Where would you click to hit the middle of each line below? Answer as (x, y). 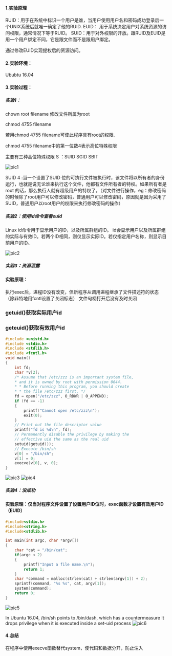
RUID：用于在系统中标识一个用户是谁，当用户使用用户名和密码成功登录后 (82, 20)
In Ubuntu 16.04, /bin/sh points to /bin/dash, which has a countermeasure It (85, 617)
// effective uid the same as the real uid (62, 440)
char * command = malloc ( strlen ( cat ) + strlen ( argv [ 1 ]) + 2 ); (81, 579)
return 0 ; (25, 593)
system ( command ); (33, 589)
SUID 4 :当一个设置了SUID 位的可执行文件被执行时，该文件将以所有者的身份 (85, 177)
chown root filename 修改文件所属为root (48, 114)
